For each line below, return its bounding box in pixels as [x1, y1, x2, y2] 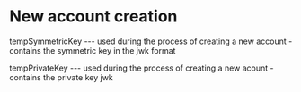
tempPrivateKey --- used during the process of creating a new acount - [9, 63, 274, 73]
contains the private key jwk [9, 71, 114, 82]
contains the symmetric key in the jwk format [9, 45, 176, 55]
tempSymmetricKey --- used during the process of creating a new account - [9, 36, 293, 46]
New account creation [9, 6, 178, 27]
